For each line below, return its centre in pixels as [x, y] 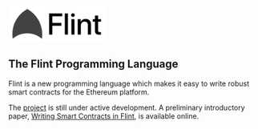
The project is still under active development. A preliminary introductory [127, 107]
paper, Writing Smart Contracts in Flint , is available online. [104, 116]
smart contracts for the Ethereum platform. [79, 92]
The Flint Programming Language [93, 64]
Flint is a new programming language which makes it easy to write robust [129, 83]
